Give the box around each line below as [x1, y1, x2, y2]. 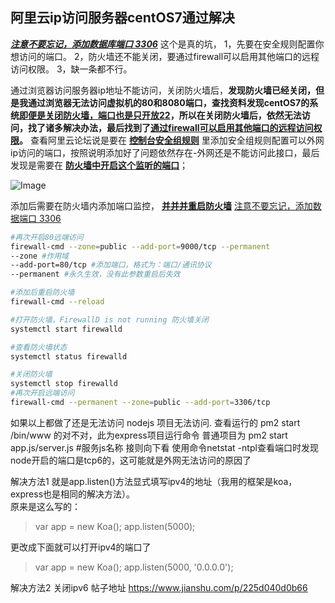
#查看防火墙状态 [10, 342, 68, 352]
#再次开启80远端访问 [10, 232, 84, 242]
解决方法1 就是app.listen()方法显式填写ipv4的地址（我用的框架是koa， [10, 475, 298, 487]
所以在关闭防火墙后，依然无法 [178, 109, 302, 121]
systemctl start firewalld [10, 324, 123, 334]
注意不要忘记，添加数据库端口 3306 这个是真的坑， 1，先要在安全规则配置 [10, 38, 316, 50]
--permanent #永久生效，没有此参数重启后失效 [10, 269, 181, 280]
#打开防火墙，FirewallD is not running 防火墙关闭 [10, 314, 209, 325]
